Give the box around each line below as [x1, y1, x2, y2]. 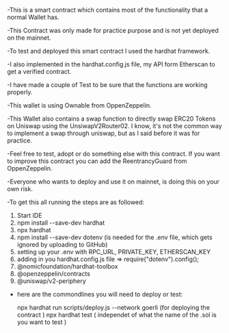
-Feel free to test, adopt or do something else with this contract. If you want [7, 150, 220, 158]
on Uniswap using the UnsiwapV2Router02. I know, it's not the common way [7, 122, 222, 129]
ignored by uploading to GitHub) [16, 241, 108, 249]
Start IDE [16, 212, 42, 219]
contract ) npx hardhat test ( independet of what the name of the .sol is [16, 311, 217, 319]
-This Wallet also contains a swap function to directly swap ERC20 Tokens [7, 114, 216, 123]
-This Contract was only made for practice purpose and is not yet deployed [7, 27, 219, 34]
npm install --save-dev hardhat [16, 219, 105, 227]
